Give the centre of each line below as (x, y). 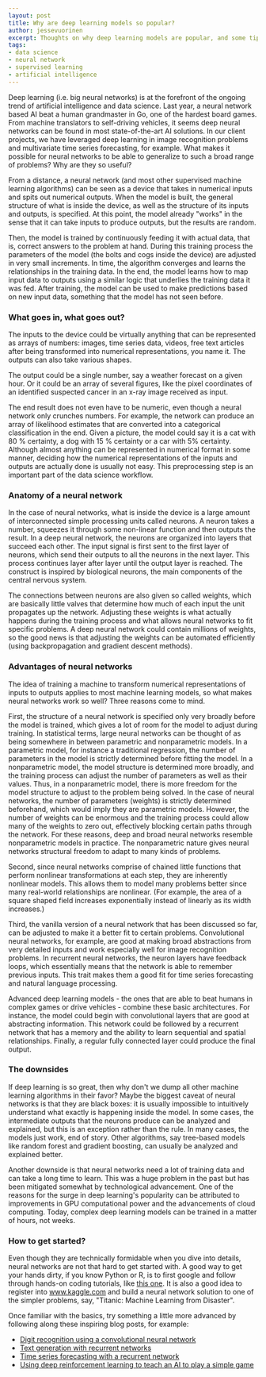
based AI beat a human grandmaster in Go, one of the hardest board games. (133, 114)
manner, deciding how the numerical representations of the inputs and (123, 458)
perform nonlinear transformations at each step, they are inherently (118, 875)
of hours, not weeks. (42, 1220)
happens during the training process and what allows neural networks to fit (131, 621)
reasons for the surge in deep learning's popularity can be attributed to (124, 1194)
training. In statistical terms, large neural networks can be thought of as (125, 733)
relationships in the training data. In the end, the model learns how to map (128, 271)
